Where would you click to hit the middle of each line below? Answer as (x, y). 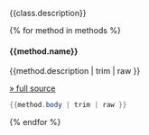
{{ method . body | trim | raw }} (68, 105)
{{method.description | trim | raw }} (75, 71)
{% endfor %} (35, 122)
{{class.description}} (48, 13)
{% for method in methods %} (65, 30)
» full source (33, 88)
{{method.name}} (44, 51)
